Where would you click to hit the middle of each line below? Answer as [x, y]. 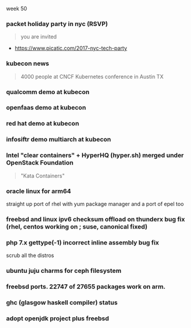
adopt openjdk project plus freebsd [57, 318]
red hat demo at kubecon [43, 124]
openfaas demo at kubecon [46, 108]
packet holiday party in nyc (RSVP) [57, 24]
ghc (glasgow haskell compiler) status [62, 303]
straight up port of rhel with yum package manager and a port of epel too [95, 204]
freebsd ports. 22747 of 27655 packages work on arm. [86, 287]
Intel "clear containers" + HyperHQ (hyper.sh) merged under [95, 155]
